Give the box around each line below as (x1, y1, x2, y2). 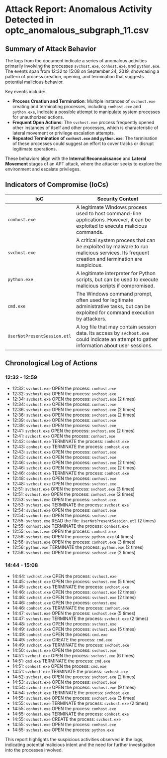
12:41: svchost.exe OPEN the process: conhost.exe (12, 433, 116, 439)
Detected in (5, 14, 54, 25)
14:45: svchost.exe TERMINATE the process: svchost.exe (12, 584, 129, 590)
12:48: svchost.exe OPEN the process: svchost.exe (12, 480, 117, 486)
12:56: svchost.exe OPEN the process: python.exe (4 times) (12, 533, 134, 539)
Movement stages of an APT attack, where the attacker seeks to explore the (5, 161, 162, 166)
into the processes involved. (5, 747, 63, 753)
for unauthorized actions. (12, 114, 65, 120)
